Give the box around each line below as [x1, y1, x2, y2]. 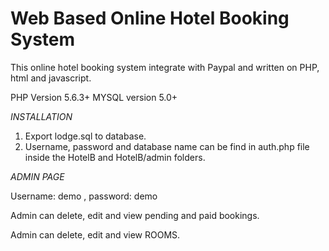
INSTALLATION [10, 110, 73, 122]
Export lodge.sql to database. [24, 130, 147, 142]
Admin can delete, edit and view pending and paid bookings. [10, 209, 260, 221]
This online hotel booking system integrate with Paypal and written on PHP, [10, 61, 320, 73]
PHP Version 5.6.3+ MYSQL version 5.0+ [10, 91, 178, 103]
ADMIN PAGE [10, 170, 65, 182]
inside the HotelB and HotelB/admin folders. [24, 151, 206, 163]
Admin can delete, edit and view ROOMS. [10, 228, 181, 241]
